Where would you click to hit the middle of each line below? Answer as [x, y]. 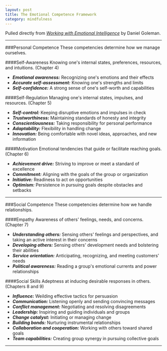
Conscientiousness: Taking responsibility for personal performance [82, 123]
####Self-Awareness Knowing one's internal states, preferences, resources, [83, 62]
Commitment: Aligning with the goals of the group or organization [80, 175]
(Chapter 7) [17, 225]
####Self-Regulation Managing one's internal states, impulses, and [74, 98]
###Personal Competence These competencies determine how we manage [83, 47]
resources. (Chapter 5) [29, 103]
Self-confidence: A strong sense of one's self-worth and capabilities [83, 88]
